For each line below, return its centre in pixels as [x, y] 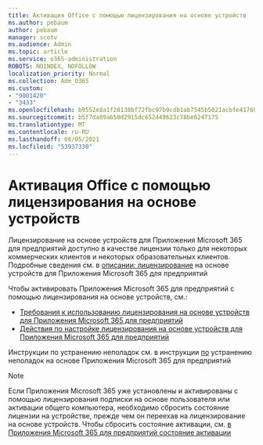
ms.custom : [26, 88]
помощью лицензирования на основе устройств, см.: [98, 297]
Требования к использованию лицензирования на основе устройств [135, 312]
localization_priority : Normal [59, 74]
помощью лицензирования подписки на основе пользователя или [119, 400]
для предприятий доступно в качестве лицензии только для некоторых [128, 248]
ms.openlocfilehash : [42, 110]
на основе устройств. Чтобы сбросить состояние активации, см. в [120, 425]
